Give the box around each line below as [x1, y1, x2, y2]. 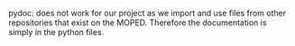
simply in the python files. [8, 27, 105, 37]
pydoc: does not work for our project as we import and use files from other [8, 8, 286, 18]
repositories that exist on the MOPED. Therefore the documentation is [8, 17, 267, 28]
